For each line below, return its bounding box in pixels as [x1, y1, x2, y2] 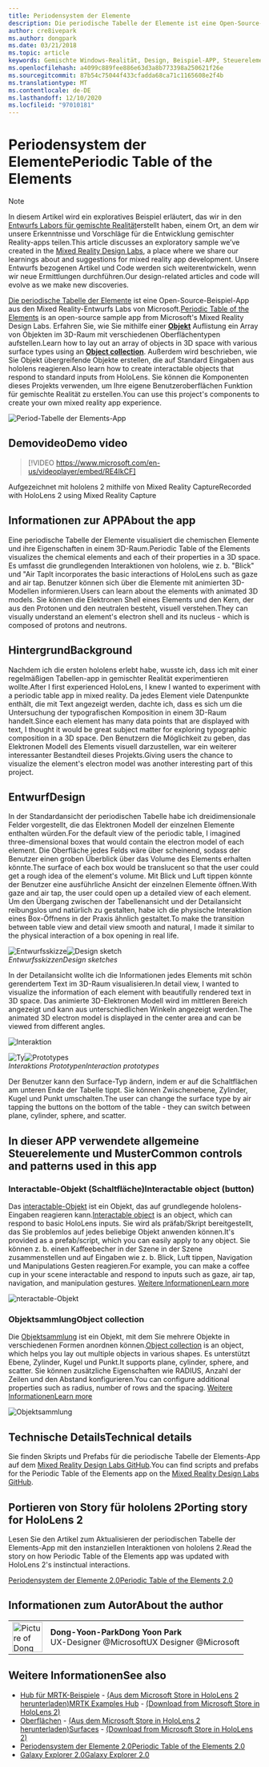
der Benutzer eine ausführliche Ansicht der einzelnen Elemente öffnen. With [8, 880, 258, 890]
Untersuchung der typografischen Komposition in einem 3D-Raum [8, 707, 227, 717]
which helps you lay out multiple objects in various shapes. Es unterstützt [8, 1349, 251, 1359]
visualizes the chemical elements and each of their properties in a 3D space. [8, 552, 261, 561]
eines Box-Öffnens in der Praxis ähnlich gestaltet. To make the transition [8, 914, 245, 923]
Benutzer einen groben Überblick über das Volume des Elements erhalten [8, 854, 251, 864]
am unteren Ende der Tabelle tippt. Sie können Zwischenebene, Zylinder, [8, 1085, 248, 1095]
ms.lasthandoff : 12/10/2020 [8, 94, 102, 102]
